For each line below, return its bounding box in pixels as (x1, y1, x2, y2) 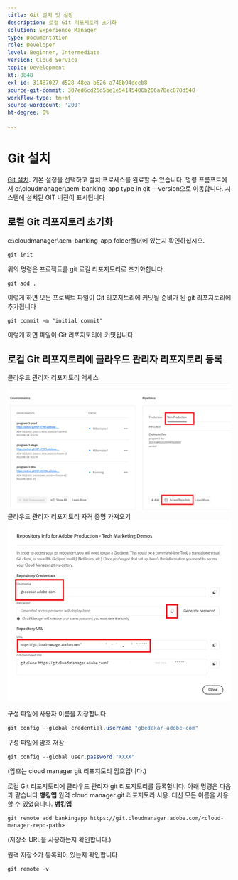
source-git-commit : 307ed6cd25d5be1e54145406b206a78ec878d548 (7, 86, 195, 94)
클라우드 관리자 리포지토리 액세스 (7, 374, 99, 382)
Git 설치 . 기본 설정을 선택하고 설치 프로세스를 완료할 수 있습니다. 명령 (7, 175, 198, 184)
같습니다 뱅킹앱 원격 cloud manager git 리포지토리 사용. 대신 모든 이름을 (14, 791, 215, 800)
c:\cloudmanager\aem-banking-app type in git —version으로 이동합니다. (14, 184, 224, 192)
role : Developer (7, 41, 55, 49)
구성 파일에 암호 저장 (7, 738, 65, 747)
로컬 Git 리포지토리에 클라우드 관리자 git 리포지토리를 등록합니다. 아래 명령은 (7, 782, 218, 790)
